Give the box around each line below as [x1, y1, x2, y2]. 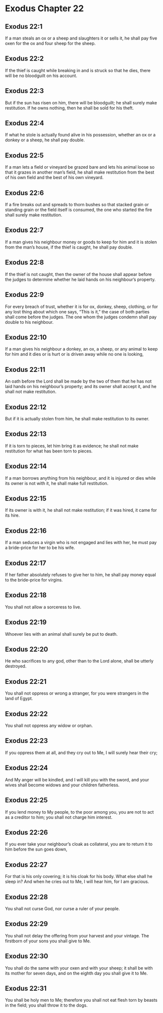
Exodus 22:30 [5, 952, 49, 960]
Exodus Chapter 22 [5, 3, 84, 14]
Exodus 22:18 [5, 591, 47, 600]
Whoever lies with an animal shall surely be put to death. [5, 631, 118, 637]
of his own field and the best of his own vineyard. [5, 175, 104, 180]
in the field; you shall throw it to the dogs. [5, 1002, 88, 1008]
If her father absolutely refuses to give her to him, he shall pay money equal [5, 572, 156, 578]
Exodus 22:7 [5, 226, 44, 234]
